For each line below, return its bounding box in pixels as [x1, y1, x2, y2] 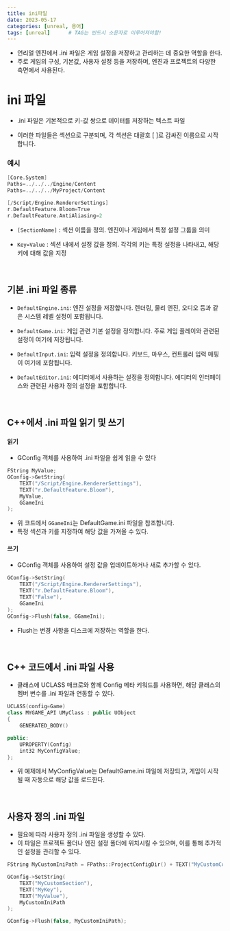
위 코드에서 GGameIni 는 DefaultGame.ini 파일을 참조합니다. [16, 519, 175, 527]
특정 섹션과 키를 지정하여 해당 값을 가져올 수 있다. [16, 527, 149, 535]
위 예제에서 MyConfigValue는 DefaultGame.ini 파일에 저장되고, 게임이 [16, 767, 207, 775]
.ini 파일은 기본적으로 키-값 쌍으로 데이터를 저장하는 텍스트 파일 [16, 117, 186, 125]
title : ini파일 [7, 10, 48, 17]
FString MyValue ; [7, 468, 57, 474]
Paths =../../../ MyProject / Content [7, 187, 106, 194]
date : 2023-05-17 [7, 16, 57, 23]
